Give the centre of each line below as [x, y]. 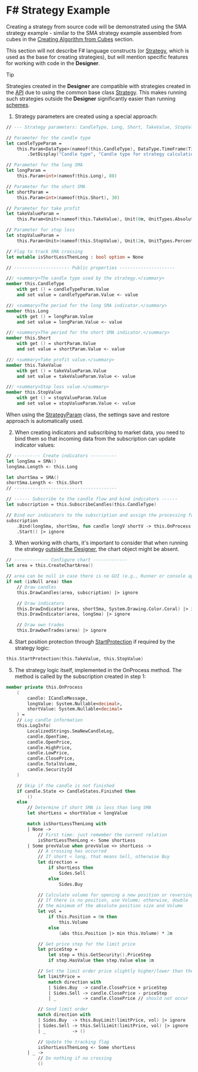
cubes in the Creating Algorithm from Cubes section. [70, 39]
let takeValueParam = [33, 214]
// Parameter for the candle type [49, 138]
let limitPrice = [59, 976]
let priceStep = [57, 949]
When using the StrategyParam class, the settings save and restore [88, 415]
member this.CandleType [35, 284]
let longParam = [26, 171]
